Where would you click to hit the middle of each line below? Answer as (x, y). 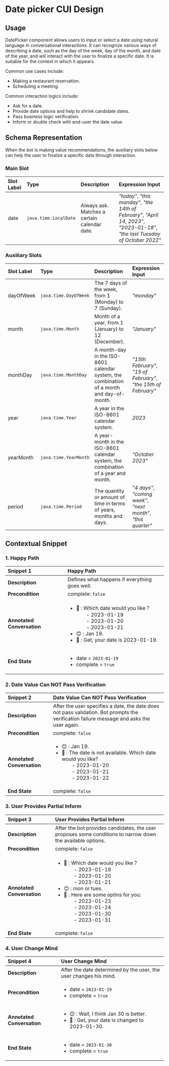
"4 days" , (144, 488)
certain (89, 218)
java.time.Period (61, 507)
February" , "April (139, 215)
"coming (142, 494)
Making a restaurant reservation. (46, 81)
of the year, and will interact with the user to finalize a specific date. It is (80, 56)
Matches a (93, 212)
